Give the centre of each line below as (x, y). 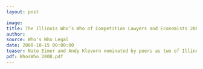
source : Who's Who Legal (37, 40)
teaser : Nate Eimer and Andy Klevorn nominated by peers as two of (93, 51)
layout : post (23, 12)
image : (14, 23)
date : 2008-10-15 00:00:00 (40, 45)
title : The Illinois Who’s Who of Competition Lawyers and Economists (97, 28)
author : (16, 34)
